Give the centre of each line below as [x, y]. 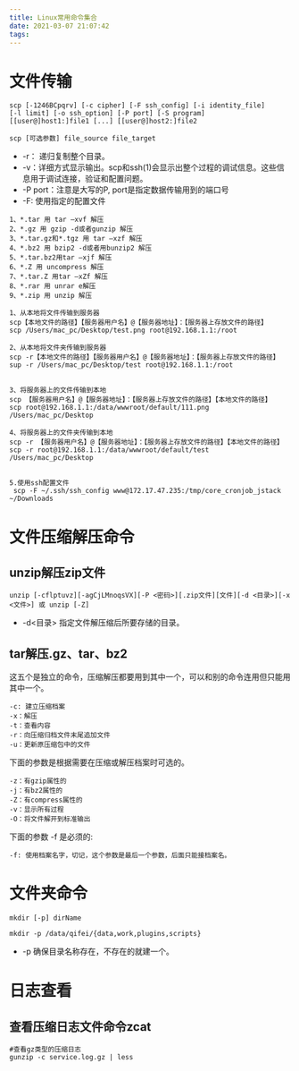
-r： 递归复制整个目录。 [66, 157]
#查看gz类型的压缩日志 [46, 1050]
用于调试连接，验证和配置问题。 [89, 179]
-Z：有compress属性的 [46, 800]
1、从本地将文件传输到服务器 [54, 313]
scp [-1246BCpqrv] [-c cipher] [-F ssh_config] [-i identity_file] [137, 106]
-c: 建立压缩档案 [37, 707]
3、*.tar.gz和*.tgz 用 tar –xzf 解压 [76, 239]
